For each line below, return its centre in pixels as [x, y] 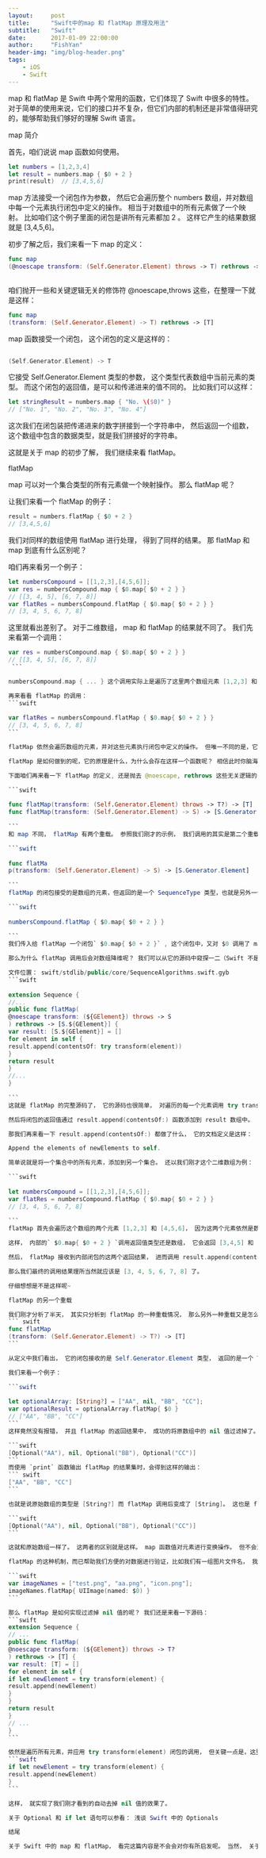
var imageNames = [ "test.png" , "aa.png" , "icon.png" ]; [101, 1584]
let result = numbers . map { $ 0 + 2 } [70, 174]
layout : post [37, 15]
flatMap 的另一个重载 [40, 1300]
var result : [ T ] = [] [44, 1664]
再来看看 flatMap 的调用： [48, 696]
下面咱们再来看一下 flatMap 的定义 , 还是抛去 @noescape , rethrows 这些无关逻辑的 [133, 775]
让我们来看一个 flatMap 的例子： [61, 501]
